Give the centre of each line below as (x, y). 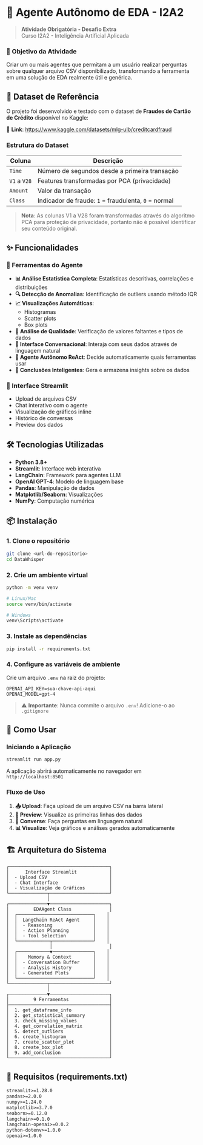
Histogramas (40, 312)
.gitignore (35, 711)
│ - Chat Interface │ (59, 883)
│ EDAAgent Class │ (59, 909)
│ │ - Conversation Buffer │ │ (58, 963)
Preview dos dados (39, 425)
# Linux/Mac (21, 598)
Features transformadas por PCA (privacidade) (104, 181)
